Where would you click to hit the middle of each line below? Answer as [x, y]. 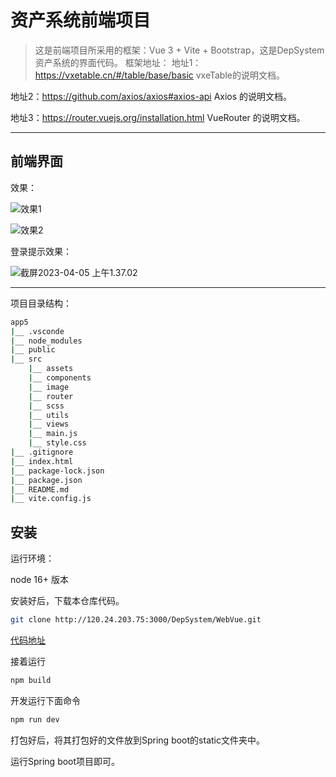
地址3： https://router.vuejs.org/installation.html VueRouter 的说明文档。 [158, 117]
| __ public [33, 350]
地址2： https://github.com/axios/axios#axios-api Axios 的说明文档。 [151, 96]
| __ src [26, 359]
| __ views [49, 424]
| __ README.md [40, 489]
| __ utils [49, 415]
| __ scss [46, 406]
